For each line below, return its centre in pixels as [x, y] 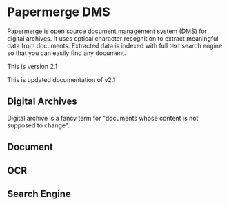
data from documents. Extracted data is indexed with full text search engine [115, 45]
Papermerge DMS [59, 12]
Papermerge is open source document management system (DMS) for [107, 31]
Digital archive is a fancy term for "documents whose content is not [103, 118]
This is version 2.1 [32, 66]
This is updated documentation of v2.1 [61, 79]
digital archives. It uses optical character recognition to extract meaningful [113, 38]
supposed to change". [39, 125]
